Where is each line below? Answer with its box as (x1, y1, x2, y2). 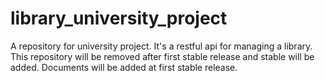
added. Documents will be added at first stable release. (10, 61, 238, 73)
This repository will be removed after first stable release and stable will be (10, 50, 315, 62)
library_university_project (10, 7, 228, 30)
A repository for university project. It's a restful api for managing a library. (10, 40, 313, 52)
